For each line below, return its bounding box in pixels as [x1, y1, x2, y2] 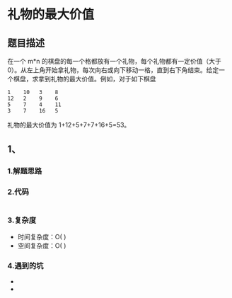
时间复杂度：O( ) [17, 232, 66, 241]
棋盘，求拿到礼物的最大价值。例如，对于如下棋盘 [13, 75, 156, 83]
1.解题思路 [7, 166, 42, 176]
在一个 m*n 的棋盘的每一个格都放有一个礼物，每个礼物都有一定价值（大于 [7, 57, 221, 65]
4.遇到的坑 [7, 260, 44, 270]
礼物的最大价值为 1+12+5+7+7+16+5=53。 [7, 121, 131, 129]
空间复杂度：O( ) [17, 241, 66, 250]
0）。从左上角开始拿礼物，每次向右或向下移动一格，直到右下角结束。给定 [7, 66, 219, 74]
